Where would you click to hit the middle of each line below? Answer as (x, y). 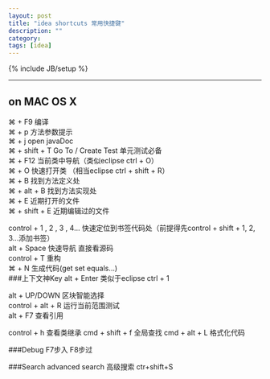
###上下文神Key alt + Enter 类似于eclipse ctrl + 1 (89, 278)
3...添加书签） (31, 237)
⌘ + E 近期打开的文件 (44, 200)
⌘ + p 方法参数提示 (41, 132)
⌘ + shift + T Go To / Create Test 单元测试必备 (85, 150)
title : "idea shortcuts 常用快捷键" (67, 23)
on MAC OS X (43, 101)
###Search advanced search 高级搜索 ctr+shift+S (91, 366)
